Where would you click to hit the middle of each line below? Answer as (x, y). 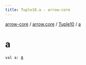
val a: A (14, 57)
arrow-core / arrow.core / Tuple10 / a (43, 24)
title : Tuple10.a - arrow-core (38, 10)
